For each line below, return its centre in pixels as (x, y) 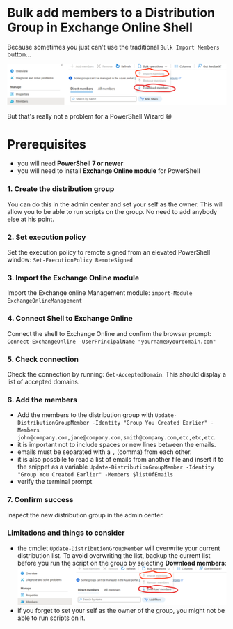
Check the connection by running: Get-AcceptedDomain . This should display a (117, 374)
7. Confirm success (40, 500)
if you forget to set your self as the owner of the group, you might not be (121, 611)
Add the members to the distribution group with (85, 415)
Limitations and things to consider (66, 533)
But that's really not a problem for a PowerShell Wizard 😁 (90, 116)
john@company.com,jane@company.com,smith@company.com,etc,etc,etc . (116, 437)
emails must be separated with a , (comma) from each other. (105, 452)
